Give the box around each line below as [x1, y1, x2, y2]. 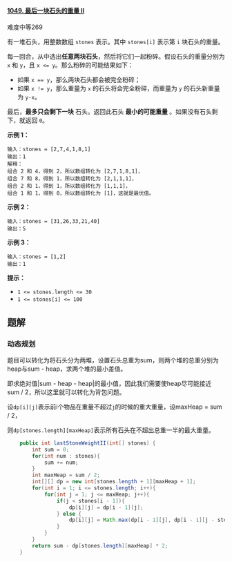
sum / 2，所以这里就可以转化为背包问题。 [7, 387, 126, 396]
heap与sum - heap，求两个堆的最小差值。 [7, 365, 127, 373]
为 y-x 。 [17, 93, 41, 101]
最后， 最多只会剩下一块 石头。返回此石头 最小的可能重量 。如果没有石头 [7, 108, 212, 116]
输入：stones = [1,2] [7, 253, 66, 260]
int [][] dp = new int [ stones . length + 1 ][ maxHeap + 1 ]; [32, 478, 196, 485]
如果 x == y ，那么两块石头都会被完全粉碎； [17, 76, 141, 84]
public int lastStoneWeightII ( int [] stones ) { [19, 439, 156, 447]
